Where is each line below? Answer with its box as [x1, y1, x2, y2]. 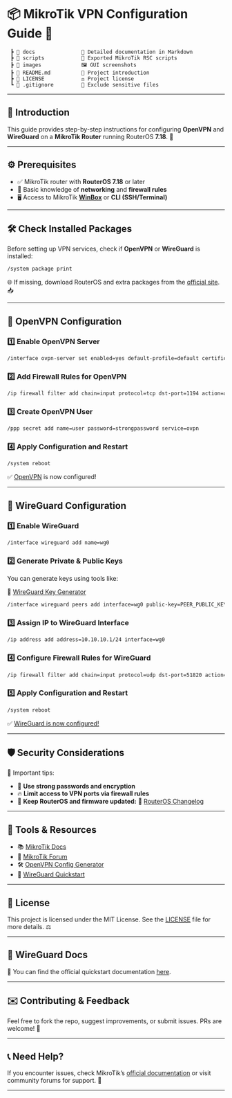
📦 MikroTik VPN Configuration [7, 6, 188, 22]
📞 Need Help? [7, 1051, 64, 1063]
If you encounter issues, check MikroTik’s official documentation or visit [7, 1069, 211, 1077]
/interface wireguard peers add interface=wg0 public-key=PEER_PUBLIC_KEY [7, 601, 227, 609]
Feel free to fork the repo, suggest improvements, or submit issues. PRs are [7, 1016, 222, 1025]
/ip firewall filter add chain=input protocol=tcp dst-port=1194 [7, 390, 199, 397]
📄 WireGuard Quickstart [17, 870, 85, 879]
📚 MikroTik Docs [17, 843, 67, 851]
